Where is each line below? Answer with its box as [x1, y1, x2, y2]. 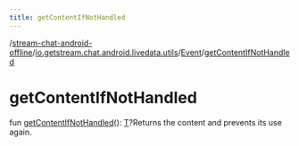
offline [9, 46, 33, 58]
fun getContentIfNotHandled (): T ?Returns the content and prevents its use [9, 117, 283, 127]
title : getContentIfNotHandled [9, 12, 126, 22]
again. [9, 126, 33, 137]
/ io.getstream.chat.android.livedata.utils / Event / [32, 46, 205, 58]
